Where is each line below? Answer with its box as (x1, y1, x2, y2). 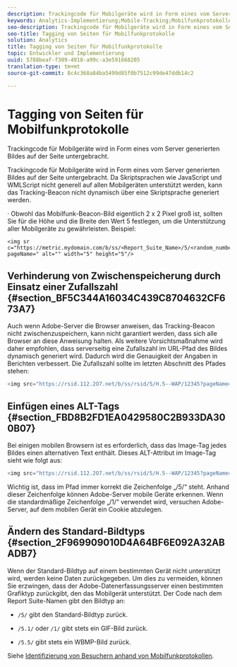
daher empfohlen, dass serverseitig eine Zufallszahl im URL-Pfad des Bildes (7, 344, 228, 353)
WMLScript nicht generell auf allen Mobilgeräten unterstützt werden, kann (7, 181, 223, 190)
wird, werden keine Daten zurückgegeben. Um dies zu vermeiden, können (7, 574, 224, 582)
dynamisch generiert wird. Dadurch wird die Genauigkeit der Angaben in (7, 352, 218, 361)
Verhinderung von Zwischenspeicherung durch (7, 269, 221, 282)
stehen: (7, 367, 30, 376)
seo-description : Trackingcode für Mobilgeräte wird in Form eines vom (7, 23, 222, 30)
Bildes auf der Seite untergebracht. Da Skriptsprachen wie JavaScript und (7, 173, 222, 182)
